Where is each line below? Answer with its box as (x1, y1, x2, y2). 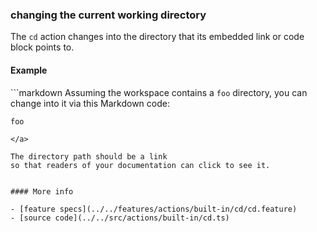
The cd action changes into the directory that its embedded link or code (10, 31, 305, 43)
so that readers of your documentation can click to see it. (10, 160, 271, 170)
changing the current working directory (10, 8, 207, 22)
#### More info (10, 186, 74, 197)
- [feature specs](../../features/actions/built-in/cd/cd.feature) (10, 204, 298, 214)
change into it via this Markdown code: (10, 97, 170, 109)
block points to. (10, 41, 75, 53)
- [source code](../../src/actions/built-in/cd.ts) (10, 213, 230, 223)
